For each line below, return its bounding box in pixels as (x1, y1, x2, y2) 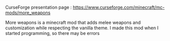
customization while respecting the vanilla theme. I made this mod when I (5, 25, 159, 31)
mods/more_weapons (5, 10, 51, 16)
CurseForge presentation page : (5, 5, 72, 10)
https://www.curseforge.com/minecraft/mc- (73, 5, 165, 10)
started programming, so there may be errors (5, 30, 100, 36)
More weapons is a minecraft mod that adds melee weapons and (5, 20, 141, 25)
